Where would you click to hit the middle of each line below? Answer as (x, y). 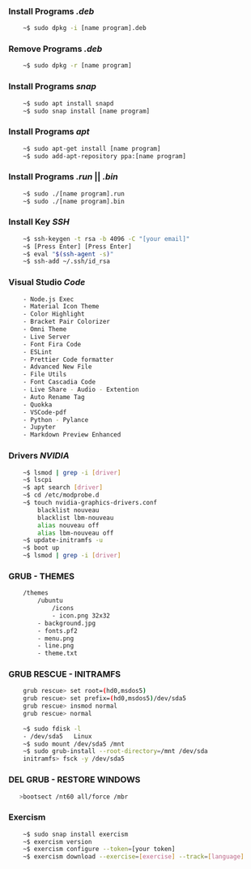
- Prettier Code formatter (68, 359)
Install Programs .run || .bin (64, 177)
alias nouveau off (68, 525)
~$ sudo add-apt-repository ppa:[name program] (104, 156)
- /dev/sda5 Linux (57, 736)
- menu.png (56, 639)
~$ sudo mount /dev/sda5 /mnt (74, 744)
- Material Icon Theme (61, 307)
